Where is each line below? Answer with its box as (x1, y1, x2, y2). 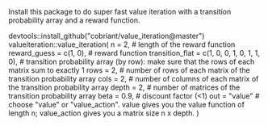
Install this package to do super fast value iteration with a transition (8, 7, 232, 16)
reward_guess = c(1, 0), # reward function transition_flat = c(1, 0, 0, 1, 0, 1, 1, (8, 48, 260, 57)
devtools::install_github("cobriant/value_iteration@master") (8, 31, 205, 40)
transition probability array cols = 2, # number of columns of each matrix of (8, 74, 259, 83)
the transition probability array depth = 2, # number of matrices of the (8, 82, 241, 92)
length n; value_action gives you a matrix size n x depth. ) (8, 108, 199, 118)
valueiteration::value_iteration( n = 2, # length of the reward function (8, 40, 236, 49)
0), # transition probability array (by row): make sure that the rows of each (8, 57, 255, 66)
